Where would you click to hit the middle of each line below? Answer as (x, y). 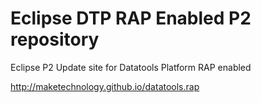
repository (55, 39)
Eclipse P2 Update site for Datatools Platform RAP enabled (131, 67)
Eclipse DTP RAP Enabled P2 (131, 18)
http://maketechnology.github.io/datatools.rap (105, 86)
